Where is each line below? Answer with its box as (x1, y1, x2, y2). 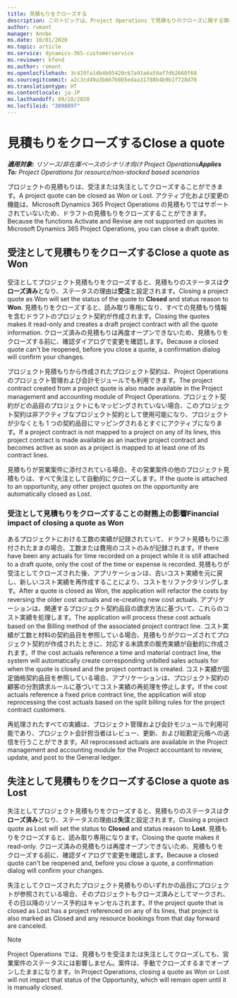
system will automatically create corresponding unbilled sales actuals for (7, 656, 219, 665)
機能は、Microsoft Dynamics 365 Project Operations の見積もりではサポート (7, 199, 229, 209)
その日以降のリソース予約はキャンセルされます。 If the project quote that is (7, 898, 224, 907)
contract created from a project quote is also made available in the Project (7, 383, 223, 393)
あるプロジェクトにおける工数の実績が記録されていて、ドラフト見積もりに (7, 535, 224, 543)
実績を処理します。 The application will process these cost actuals (19, 613, 211, 621)
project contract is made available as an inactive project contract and (7, 436, 208, 444)
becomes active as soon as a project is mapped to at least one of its (7, 443, 205, 451)
